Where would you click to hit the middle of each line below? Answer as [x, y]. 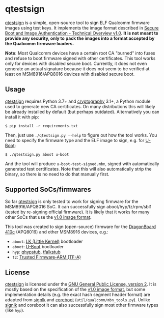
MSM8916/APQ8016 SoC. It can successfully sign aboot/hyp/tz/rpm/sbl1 [78, 206]
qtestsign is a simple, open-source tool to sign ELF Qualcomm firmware [77, 23]
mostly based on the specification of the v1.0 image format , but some [75, 289]
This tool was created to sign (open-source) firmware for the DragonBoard [81, 227]
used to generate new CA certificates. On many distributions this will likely [80, 106]
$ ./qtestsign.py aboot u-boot [37, 154]
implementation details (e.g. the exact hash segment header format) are [78, 295]
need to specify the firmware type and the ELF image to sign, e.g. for [75, 140]
